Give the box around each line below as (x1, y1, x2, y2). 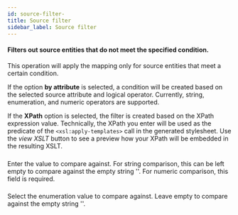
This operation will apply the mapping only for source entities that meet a (7, 61, 222, 70)
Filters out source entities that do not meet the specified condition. (7, 45, 210, 54)
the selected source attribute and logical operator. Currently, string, (7, 90, 205, 99)
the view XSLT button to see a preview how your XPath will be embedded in (7, 134, 229, 143)
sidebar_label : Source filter (7, 23, 97, 31)
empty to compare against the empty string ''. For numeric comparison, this (7, 167, 229, 175)
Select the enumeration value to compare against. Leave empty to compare (7, 192, 228, 201)
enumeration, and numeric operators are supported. (7, 97, 160, 106)
